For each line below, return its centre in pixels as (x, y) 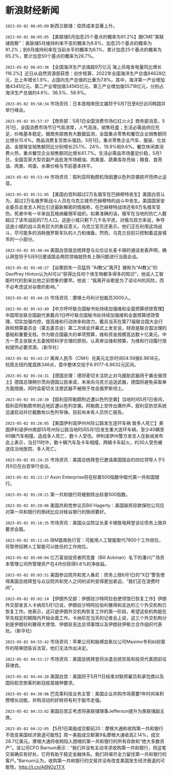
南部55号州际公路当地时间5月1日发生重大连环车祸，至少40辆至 (98, 429)
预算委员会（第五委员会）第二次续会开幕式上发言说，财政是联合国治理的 (90, 328)
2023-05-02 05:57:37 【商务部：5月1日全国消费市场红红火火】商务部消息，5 (85, 121)
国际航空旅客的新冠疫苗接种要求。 (41, 682)
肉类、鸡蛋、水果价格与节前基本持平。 (55, 166)
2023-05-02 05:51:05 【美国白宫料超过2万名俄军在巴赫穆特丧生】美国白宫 (83, 194)
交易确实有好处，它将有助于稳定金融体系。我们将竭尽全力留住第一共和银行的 (86, 754)
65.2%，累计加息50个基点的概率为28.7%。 (51, 56)
